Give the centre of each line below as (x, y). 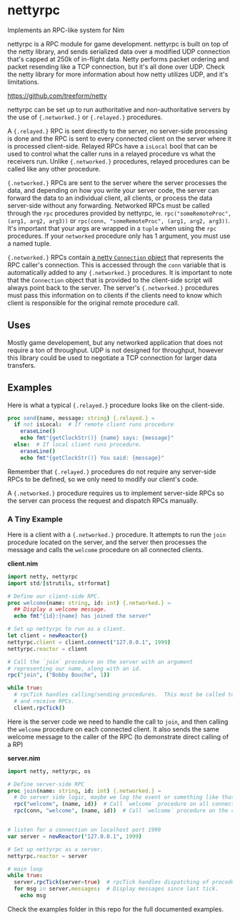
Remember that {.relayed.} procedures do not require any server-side (112, 471)
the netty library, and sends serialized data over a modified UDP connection (119, 51)
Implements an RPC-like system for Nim (66, 30)
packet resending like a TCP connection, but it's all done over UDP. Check (116, 66)
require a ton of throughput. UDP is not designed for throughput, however (115, 350)
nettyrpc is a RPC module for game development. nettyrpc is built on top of (118, 44)
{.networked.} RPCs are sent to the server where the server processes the (117, 182)
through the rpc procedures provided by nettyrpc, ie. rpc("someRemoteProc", (120, 213)
